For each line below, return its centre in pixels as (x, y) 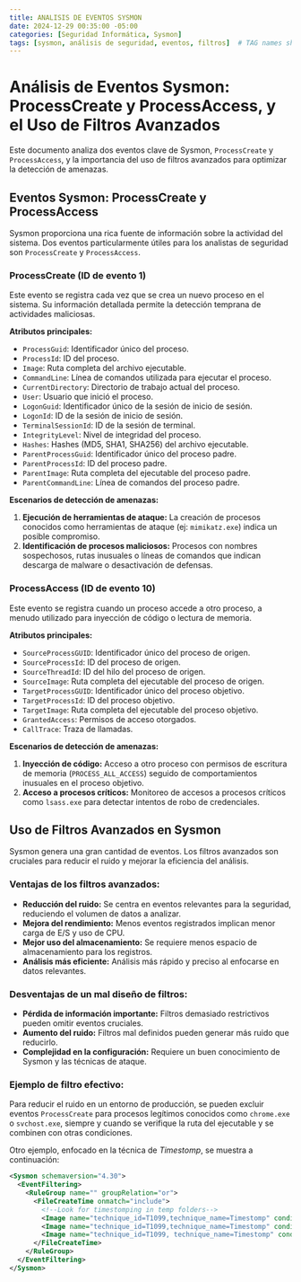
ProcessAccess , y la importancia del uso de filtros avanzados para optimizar (148, 160)
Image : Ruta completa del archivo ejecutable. (104, 368)
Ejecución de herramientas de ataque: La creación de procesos (142, 517)
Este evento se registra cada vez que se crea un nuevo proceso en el (137, 295)
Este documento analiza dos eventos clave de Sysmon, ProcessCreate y (142, 150)
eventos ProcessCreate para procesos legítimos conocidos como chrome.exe (150, 1114)
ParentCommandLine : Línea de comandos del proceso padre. (131, 482)
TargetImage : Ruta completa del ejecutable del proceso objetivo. (140, 710)
